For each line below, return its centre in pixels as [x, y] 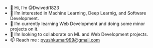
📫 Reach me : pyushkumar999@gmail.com [55, 40]
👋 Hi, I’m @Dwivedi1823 [34, 8]
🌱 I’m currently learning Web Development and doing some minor [78, 23]
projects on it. [24, 29]
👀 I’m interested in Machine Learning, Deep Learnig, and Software [78, 13]
